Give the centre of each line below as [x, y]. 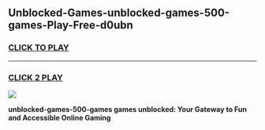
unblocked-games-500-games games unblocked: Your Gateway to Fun [127, 109]
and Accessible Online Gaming [60, 117]
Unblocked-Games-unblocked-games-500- [119, 13]
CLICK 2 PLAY [35, 77]
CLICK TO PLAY [39, 48]
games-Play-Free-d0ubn [71, 26]
